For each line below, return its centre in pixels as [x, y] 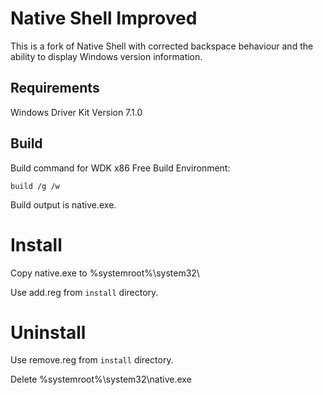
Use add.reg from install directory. [84, 292]
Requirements [55, 88]
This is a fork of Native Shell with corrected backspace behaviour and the [162, 46]
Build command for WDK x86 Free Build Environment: [120, 168]
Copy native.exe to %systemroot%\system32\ [105, 273]
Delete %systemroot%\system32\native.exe [101, 379]
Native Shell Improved [104, 18]
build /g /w [35, 186]
